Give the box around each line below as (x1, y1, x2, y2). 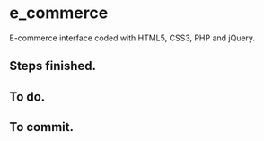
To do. (9, 89, 46, 104)
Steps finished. (9, 58, 97, 74)
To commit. (9, 119, 75, 135)
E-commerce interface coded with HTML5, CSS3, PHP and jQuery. (9, 32, 256, 43)
